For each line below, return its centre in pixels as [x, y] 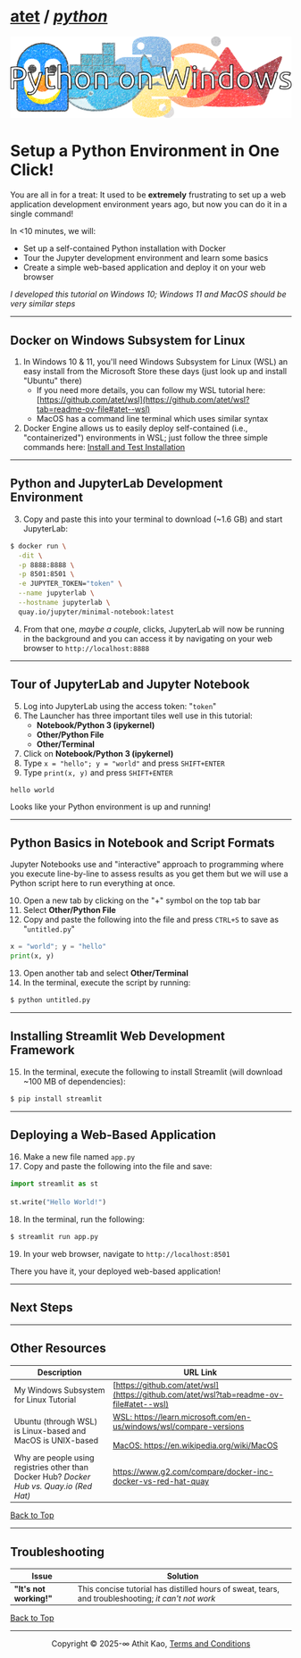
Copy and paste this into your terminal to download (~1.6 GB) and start [153, 519]
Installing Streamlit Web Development [118, 1037]
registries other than [51, 1467]
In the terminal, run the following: [84, 1219]
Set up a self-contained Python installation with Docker [124, 248]
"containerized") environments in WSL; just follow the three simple [146, 437]
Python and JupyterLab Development [117, 484]
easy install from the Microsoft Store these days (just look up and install [155, 371]
